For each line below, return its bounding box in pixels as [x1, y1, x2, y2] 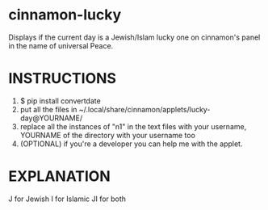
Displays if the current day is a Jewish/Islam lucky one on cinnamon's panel [8, 32, 261, 42]
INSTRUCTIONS [8, 69, 117, 88]
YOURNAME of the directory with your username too [19, 130, 196, 140]
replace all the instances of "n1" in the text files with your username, [19, 121, 247, 131]
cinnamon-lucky [8, 6, 122, 24]
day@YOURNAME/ [19, 113, 83, 123]
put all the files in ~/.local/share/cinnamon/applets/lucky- [19, 104, 211, 114]
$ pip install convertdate [19, 95, 101, 106]
